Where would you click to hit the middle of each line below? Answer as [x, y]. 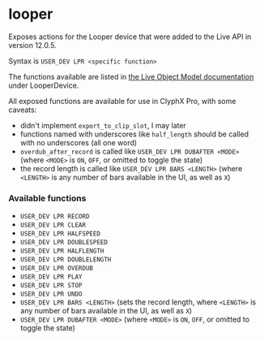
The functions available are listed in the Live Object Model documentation [131, 76]
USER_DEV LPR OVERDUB [56, 269]
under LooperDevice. [44, 85]
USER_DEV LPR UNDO [51, 294]
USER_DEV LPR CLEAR [53, 225]
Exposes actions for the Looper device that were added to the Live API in [130, 37]
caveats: [23, 110]
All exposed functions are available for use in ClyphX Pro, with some [122, 101]
